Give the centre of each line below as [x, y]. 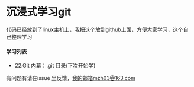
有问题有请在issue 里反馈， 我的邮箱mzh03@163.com [71, 78]
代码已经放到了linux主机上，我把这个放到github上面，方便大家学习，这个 [95, 29]
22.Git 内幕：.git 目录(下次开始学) [55, 66]
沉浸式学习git [39, 12]
